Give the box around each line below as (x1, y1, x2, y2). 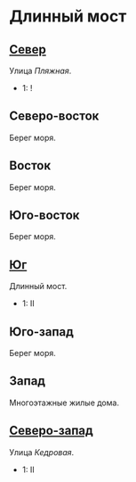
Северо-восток (9, 109, 100, 124)
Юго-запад (9, 324, 74, 339)
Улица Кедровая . (9, 446, 75, 457)
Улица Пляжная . (9, 65, 72, 76)
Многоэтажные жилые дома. (9, 397, 120, 408)
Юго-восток (9, 208, 80, 223)
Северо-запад (9, 423, 93, 438)
